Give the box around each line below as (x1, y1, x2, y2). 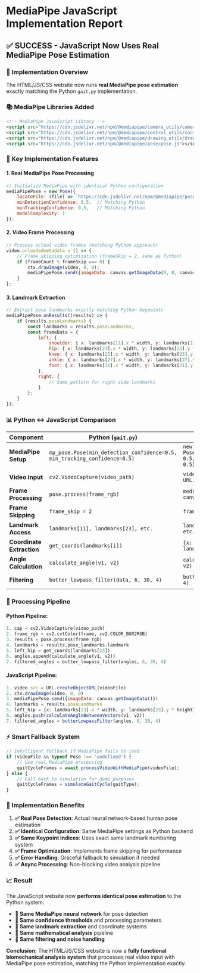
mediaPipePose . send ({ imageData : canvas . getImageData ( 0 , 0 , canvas (27, 270, 196, 276)
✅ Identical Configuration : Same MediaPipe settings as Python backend (14, 828, 193, 835)
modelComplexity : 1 (17, 210, 65, 217)
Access (9, 529, 31, 537)
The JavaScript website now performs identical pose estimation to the (6, 892, 182, 899)
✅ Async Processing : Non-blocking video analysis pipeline (14, 861, 161, 868)
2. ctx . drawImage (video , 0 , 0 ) (6, 690, 84, 697)
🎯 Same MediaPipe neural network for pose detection (14, 910, 149, 917)
